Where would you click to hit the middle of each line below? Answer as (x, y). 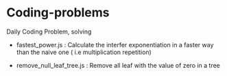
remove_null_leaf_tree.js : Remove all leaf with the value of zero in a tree (118, 65)
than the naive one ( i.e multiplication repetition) (84, 52)
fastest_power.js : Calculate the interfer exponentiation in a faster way (115, 45)
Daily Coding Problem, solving (49, 31)
